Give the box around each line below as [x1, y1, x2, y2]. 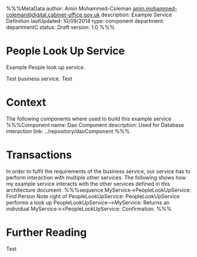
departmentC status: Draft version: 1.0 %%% [6, 24, 115, 31]
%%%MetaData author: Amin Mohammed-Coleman [6, 5, 132, 12]
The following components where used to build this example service [6, 115, 172, 122]
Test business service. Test [6, 75, 72, 82]
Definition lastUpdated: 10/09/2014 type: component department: [6, 18, 165, 24]
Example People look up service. [6, 64, 85, 71]
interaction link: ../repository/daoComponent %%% [6, 128, 131, 135]
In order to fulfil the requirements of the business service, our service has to [6, 168, 191, 175]
